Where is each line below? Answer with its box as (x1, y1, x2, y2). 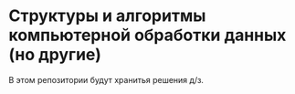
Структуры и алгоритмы (8, 5, 206, 26)
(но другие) (8, 45, 101, 65)
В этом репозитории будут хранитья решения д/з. (8, 74, 205, 85)
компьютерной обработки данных (8, 25, 287, 46)
